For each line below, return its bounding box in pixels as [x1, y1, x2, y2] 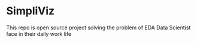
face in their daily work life [6, 30, 72, 37]
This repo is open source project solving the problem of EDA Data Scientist [6, 24, 191, 31]
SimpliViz [6, 4, 55, 18]
